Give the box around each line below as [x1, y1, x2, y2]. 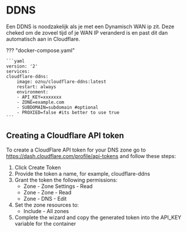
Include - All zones [23, 207, 69, 214]
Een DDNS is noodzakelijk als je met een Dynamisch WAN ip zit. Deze [6, 23, 175, 30]
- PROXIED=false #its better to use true [16, 109, 119, 115]
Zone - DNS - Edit [23, 195, 67, 202]
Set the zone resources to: [14, 201, 79, 209]
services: [6, 68, 31, 74]
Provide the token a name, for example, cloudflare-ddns [14, 170, 151, 177]
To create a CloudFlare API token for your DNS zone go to [6, 146, 146, 153]
